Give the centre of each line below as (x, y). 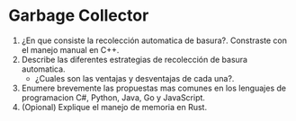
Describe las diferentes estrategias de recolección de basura (135, 59)
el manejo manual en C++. (70, 49)
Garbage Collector (79, 16)
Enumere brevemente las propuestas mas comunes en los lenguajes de (154, 88)
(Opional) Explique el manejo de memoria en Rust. (114, 107)
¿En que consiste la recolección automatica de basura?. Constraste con (154, 40)
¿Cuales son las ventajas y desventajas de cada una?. (135, 78)
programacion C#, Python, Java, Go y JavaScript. (113, 97)
